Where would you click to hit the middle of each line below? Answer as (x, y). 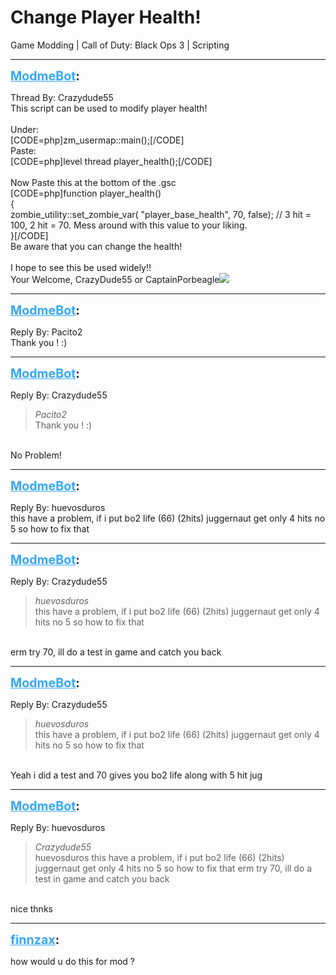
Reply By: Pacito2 (46, 332)
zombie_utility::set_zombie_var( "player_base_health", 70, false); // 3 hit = (161, 214)
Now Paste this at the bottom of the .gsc (93, 182)
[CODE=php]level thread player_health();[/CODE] (111, 161)
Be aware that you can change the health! (96, 246)
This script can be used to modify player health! (109, 108)
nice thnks (31, 908)
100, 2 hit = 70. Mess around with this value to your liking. (129, 225)
